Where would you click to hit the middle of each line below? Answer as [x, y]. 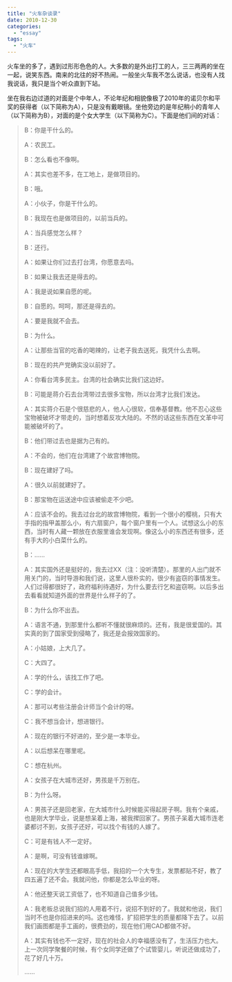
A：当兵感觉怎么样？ [54, 233]
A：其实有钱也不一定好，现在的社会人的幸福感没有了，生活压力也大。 [123, 941]
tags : [15, 39]
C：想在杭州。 [45, 765]
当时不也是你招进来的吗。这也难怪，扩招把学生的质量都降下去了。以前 [124, 917]
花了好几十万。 [45, 958]
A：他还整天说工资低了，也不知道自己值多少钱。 [93, 894]
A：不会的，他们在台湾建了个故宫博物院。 [84, 455]
